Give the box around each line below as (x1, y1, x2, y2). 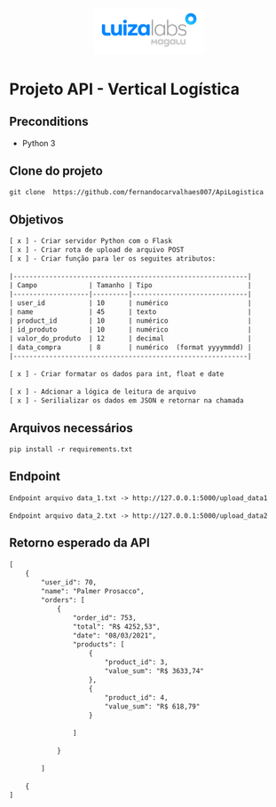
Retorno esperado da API (9, 536, 151, 551)
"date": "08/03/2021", (72, 631, 157, 640)
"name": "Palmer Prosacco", (41, 586, 145, 596)
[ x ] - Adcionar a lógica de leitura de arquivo (9, 388, 197, 396)
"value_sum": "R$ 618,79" (104, 701, 201, 711)
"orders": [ (41, 595, 86, 605)
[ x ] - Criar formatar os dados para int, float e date (9, 370, 225, 379)
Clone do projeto (9, 163, 104, 178)
